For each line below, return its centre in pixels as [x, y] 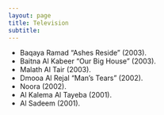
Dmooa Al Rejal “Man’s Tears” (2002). [81, 78]
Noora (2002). [43, 86]
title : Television [38, 23]
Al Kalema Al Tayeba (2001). [66, 95]
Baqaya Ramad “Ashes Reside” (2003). [83, 53]
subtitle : [25, 30]
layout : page [30, 15]
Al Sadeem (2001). [50, 103]
